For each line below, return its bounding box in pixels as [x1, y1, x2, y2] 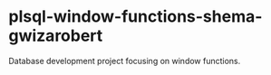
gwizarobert [8, 25, 103, 46]
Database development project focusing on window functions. [8, 55, 241, 66]
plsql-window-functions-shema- [8, 6, 263, 27]
